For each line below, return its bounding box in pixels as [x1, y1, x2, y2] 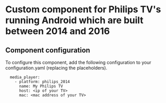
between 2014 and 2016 [5, 26, 110, 37]
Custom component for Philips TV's [5, 4, 161, 15]
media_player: [10, 75, 40, 80]
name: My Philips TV [19, 84, 63, 89]
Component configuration [5, 46, 90, 54]
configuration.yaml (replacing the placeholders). [5, 65, 108, 71]
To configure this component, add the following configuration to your [5, 59, 152, 65]
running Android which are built [5, 14, 144, 26]
